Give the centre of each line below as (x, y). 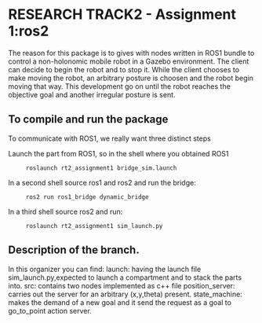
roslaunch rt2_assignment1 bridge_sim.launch (101, 168)
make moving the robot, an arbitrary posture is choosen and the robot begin (131, 78)
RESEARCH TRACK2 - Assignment (122, 15)
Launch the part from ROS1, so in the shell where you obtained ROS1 (118, 153)
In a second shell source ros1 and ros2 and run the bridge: (102, 182)
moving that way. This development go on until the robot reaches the (120, 86)
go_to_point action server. (50, 310)
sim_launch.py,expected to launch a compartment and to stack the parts (125, 277)
